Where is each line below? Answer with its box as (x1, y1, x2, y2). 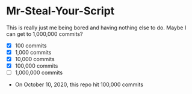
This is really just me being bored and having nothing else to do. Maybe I (6, 24, 187, 31)
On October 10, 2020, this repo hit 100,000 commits (14, 81, 143, 88)
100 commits (14, 42, 47, 49)
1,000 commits (14, 49, 52, 56)
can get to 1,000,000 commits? (6, 30, 83, 37)
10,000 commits (14, 56, 55, 63)
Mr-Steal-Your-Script (6, 4, 115, 18)
